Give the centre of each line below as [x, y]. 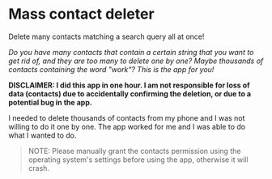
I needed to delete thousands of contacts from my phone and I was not [127, 117]
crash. [39, 168]
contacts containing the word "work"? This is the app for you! [111, 69]
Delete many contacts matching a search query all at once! [106, 36]
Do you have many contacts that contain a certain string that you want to [131, 52]
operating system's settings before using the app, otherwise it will [138, 160]
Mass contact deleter [82, 14]
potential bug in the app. [51, 102]
